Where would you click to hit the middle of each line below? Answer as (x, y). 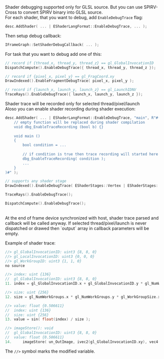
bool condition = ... (45, 145)
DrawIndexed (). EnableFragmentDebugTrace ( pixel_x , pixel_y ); (70, 81)
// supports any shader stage (36, 181)
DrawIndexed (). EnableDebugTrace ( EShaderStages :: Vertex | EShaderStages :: (83, 186)
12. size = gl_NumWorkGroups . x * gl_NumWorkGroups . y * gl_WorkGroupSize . (82, 297)
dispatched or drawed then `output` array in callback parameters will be (77, 228)
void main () (27, 136)
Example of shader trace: (31, 243)
